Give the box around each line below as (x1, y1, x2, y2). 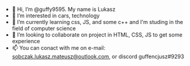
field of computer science (11, 25, 76, 32)
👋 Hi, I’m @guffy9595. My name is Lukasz (11, 6, 116, 13)
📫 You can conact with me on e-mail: (11, 44, 106, 51)
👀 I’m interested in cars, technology (11, 12, 100, 19)
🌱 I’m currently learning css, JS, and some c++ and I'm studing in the (11, 19, 183, 25)
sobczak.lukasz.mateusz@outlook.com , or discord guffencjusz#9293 (11, 53, 185, 60)
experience (11, 38, 40, 44)
